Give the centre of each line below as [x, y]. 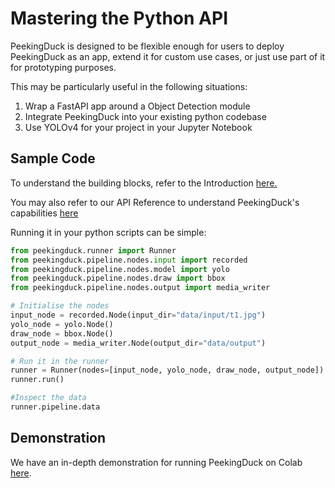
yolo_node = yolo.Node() [62, 324]
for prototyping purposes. [63, 67]
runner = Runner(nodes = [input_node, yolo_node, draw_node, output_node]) [167, 370]
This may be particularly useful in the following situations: [129, 86]
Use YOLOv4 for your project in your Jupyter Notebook [138, 127]
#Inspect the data [48, 398]
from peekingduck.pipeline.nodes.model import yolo [120, 269]
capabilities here [44, 213]
